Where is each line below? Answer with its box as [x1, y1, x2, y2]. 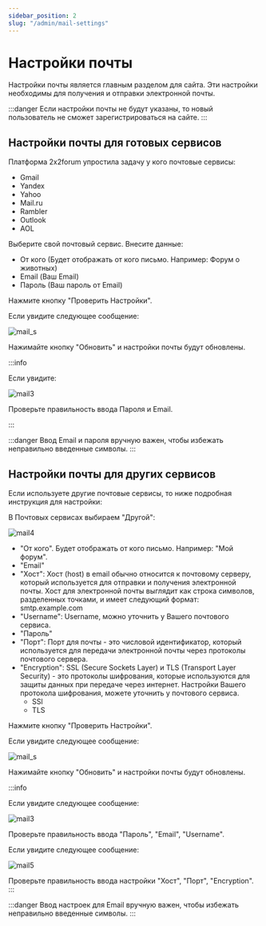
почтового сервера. [19, 654, 88, 664]
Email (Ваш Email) [19, 272, 80, 281]
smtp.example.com [19, 603, 84, 613]
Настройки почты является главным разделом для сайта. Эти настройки [8, 80, 258, 90]
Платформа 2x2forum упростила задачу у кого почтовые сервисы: [8, 157, 236, 167]
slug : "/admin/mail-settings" [8, 19, 109, 27]
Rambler [19, 207, 48, 216]
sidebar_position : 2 [8, 11, 77, 20]
